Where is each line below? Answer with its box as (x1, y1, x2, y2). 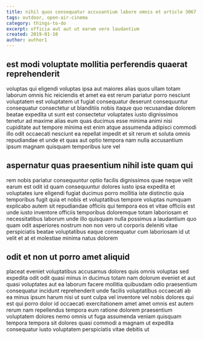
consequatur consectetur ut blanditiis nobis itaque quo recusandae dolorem (6, 104, 196, 111)
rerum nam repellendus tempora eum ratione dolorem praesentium (6, 306, 173, 314)
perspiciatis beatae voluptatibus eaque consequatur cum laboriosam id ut (6, 228, 190, 235)
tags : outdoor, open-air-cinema (6, 15, 88, 21)
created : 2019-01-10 (6, 31, 59, 38)
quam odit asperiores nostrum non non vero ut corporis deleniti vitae (6, 222, 178, 229)
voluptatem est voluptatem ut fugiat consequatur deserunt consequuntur (6, 97, 188, 105)
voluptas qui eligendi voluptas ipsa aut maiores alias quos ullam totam (6, 85, 181, 92)
